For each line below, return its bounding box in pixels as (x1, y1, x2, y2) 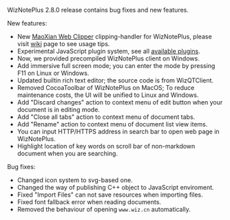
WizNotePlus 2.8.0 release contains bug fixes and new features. (7, 6, 189, 14)
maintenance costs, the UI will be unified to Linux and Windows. (17, 91, 199, 99)
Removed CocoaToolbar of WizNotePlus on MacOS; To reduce (17, 84, 195, 91)
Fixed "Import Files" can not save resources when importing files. (17, 190, 203, 199)
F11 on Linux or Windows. (17, 69, 90, 77)
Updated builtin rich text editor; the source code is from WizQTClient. (17, 76, 214, 85)
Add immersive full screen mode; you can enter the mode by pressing (17, 62, 216, 69)
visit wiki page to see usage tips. (17, 40, 110, 47)
